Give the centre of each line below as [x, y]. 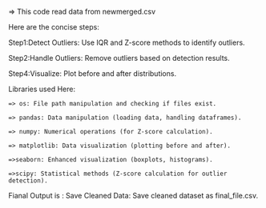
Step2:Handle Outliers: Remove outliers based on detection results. [119, 58]
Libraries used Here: [42, 89]
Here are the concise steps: [54, 27]
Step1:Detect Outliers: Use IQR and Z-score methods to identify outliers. [127, 42]
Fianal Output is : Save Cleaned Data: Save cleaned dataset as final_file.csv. [133, 196]
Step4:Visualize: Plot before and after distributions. [93, 74]
